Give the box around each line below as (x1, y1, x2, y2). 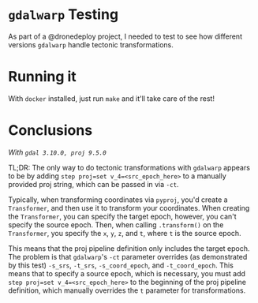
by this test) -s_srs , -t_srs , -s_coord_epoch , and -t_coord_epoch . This (8, 260, 234, 270)
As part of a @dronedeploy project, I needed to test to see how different (8, 32, 243, 41)
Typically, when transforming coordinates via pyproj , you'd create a (8, 195, 228, 204)
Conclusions (8, 122, 93, 140)
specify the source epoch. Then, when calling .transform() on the (8, 219, 224, 230)
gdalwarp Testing (8, 6, 119, 24)
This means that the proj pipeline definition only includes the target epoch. (8, 243, 250, 253)
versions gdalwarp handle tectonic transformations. (8, 39, 174, 49)
